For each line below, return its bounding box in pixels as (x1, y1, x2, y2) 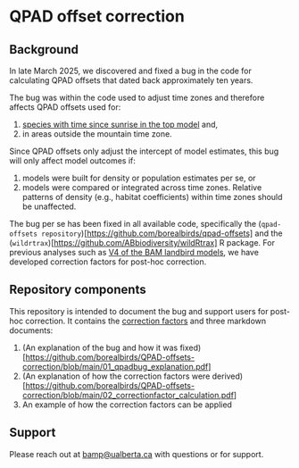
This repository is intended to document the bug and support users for (9, 305, 269, 316)
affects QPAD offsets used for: (9, 102, 121, 113)
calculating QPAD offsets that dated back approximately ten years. (9, 75, 253, 86)
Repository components (9, 282, 146, 297)
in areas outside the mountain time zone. (21, 129, 172, 139)
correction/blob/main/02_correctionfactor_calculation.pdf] (21, 389, 237, 400)
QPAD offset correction (9, 6, 185, 27)
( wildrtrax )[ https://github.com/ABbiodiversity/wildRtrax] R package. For (9, 238, 275, 247)
